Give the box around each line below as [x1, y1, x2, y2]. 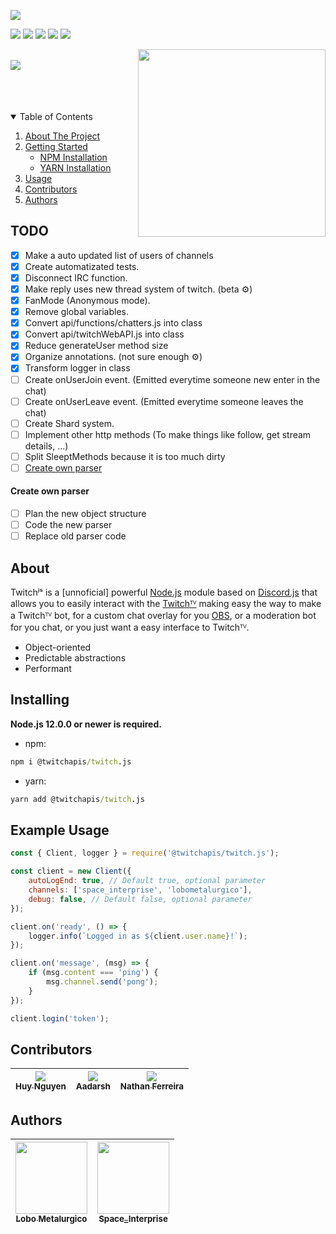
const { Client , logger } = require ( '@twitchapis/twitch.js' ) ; [10, 848, 280, 859]
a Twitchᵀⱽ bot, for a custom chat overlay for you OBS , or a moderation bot [10, 610, 317, 622]
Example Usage [10, 822, 110, 839]
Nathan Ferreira [119, 1081, 185, 1092]
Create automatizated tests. [24, 260, 140, 272]
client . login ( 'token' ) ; [10, 1013, 110, 1024]
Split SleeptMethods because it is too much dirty [24, 450, 226, 462]
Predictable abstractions [24, 652, 127, 664]
